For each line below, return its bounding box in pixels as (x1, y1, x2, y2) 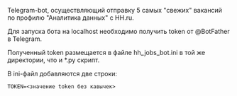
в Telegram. (7, 35, 43, 43)
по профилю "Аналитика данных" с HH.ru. (7, 13, 135, 22)
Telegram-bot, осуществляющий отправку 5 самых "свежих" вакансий (7, 6, 222, 14)
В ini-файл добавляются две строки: (7, 70, 118, 78)
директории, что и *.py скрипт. (7, 56, 100, 64)
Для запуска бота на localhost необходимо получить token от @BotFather (7, 28, 230, 35)
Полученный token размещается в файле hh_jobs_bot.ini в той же (7, 49, 206, 56)
